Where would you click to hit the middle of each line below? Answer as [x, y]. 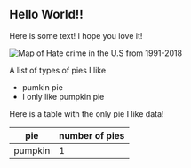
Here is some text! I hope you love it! [76, 35]
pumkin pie [43, 87]
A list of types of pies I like [58, 70]
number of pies [92, 135]
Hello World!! [47, 15]
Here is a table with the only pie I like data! [87, 113]
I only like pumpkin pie [63, 96]
